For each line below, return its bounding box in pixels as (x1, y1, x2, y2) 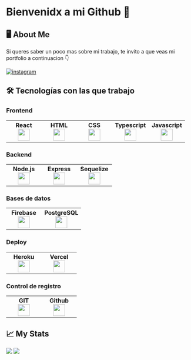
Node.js (12, 165, 35, 173)
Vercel (49, 252, 69, 261)
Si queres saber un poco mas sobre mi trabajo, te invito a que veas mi (6, 48, 175, 55)
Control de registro (6, 282, 62, 290)
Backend (6, 150, 32, 158)
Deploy (6, 238, 27, 246)
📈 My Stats (6, 329, 49, 339)
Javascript (152, 121, 182, 129)
